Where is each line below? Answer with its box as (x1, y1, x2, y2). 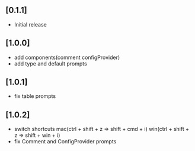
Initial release (14, 21, 47, 28)
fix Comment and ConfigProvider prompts (14, 138, 117, 145)
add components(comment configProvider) (14, 54, 120, 61)
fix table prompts (14, 93, 56, 100)
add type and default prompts (14, 60, 87, 67)
